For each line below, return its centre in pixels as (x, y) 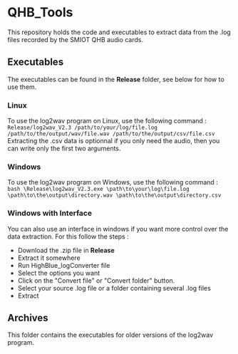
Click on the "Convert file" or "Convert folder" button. (96, 280)
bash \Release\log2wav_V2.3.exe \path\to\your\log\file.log (99, 189)
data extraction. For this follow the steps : (68, 236)
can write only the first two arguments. (64, 149)
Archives (28, 318)
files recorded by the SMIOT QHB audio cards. (76, 39)
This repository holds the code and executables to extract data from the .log (119, 32)
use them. (22, 87)
